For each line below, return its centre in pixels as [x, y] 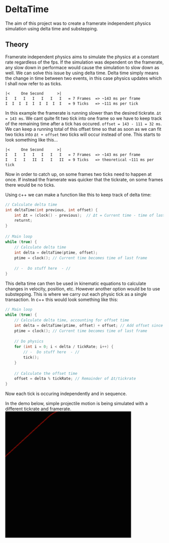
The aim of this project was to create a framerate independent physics [78, 23]
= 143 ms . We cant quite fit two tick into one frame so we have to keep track [83, 118]
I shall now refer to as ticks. [34, 83]
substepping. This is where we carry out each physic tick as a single [76, 294]
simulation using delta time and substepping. [52, 28]
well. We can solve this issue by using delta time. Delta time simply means [82, 73]
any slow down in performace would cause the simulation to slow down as [82, 67]
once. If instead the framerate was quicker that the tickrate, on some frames [84, 179]
